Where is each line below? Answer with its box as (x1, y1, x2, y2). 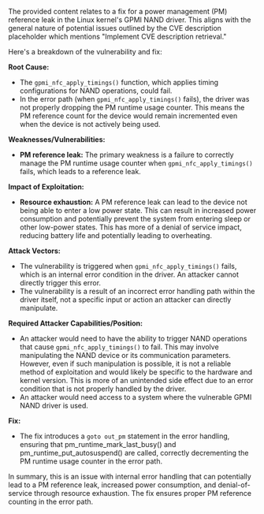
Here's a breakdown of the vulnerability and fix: (8, 47, 163, 56)
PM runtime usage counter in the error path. (19, 456, 163, 466)
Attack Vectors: (8, 246, 61, 255)
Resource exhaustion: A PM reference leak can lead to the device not (19, 197, 248, 207)
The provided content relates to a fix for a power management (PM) (8, 7, 228, 16)
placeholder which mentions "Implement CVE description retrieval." (8, 32, 227, 41)
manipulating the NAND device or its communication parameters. (19, 351, 231, 359)
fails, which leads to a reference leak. (19, 167, 142, 176)
